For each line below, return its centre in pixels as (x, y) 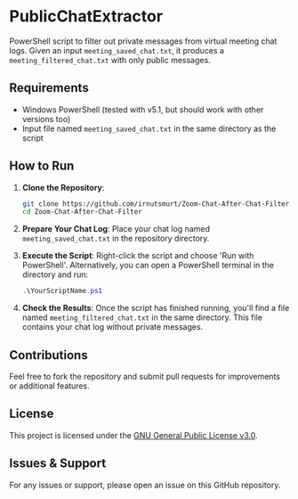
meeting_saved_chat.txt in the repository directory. (116, 239)
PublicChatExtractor (86, 16)
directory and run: (55, 274)
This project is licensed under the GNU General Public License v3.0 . (133, 435)
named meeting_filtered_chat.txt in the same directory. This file (142, 317)
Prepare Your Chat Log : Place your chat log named (116, 229)
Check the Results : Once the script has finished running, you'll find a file (156, 308)
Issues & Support (58, 464)
